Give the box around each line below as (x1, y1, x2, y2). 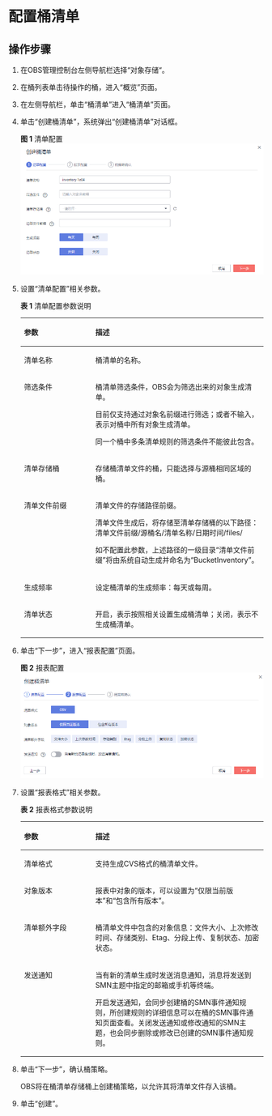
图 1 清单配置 (19, 134, 63, 143)
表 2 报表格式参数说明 (19, 805, 93, 815)
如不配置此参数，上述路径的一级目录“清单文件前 (95, 545, 255, 555)
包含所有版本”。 (116, 896, 169, 905)
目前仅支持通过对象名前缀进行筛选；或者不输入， (95, 409, 259, 419)
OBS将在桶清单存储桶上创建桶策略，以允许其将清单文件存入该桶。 (19, 1082, 241, 1092)
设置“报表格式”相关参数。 (19, 787, 105, 798)
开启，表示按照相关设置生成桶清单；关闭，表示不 (95, 609, 259, 619)
